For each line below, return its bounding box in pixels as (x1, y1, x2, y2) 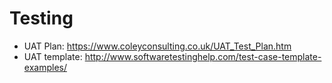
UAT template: (23, 50, 83, 62)
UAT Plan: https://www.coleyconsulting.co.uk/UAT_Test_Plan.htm (23, 40, 292, 52)
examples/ (23, 61, 67, 73)
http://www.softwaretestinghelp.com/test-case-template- (84, 50, 322, 62)
